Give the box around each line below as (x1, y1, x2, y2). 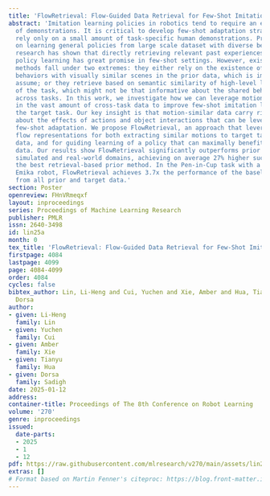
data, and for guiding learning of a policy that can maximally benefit (15, 138, 264, 147)
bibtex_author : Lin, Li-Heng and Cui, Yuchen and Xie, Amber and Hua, (8, 289, 250, 297)
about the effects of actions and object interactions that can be (15, 117, 247, 125)
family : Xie (15, 348, 56, 356)
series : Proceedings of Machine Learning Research (8, 206, 182, 214)
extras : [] (8, 468, 45, 476)
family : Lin (15, 318, 56, 326)
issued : (8, 423, 35, 431)
